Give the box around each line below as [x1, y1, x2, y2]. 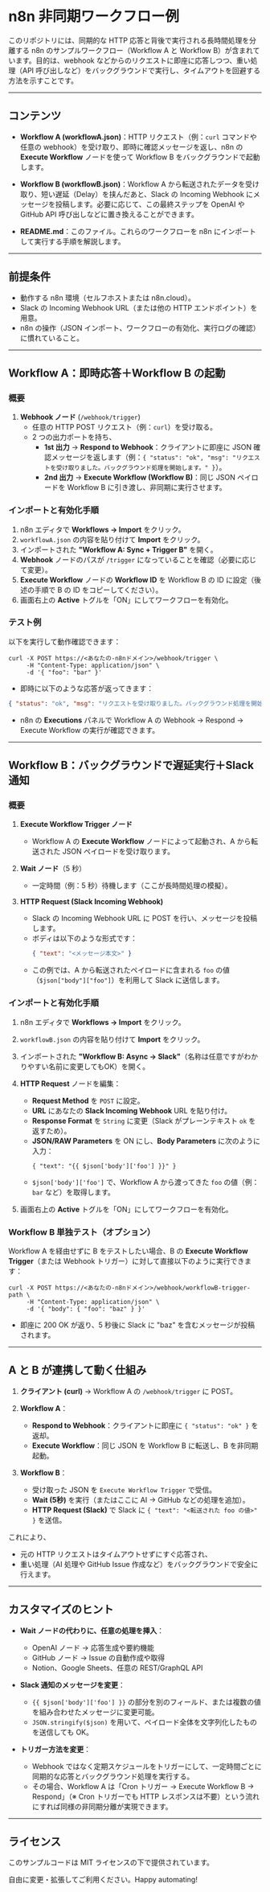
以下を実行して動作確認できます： [8, 636, 121, 646]
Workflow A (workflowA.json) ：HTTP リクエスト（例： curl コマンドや [19, 132, 257, 142]
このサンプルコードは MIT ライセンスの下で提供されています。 [8, 1857, 215, 1867]
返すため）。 [31, 1125, 72, 1135]
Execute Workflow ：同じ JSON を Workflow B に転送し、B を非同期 [31, 1441, 259, 1450]
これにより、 [8, 1532, 51, 1541]
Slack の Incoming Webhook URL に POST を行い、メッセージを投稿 [31, 914, 258, 923]
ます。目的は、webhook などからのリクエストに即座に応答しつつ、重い [14, 56, 251, 65]
